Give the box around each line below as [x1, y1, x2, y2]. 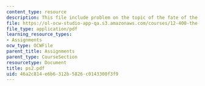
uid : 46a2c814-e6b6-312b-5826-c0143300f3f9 [6, 71, 119, 77]
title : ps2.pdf [6, 65, 45, 71]
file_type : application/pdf [6, 25, 78, 32]
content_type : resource [6, 8, 67, 15]
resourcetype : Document [6, 59, 67, 65]
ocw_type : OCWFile [6, 43, 53, 49]
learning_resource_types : [6, 31, 72, 38]
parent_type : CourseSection [6, 54, 78, 60]
